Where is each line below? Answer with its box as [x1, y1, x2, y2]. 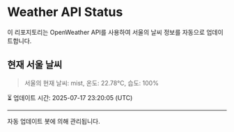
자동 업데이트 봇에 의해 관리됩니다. [7, 117, 100, 125]
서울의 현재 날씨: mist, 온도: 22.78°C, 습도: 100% [24, 79, 159, 87]
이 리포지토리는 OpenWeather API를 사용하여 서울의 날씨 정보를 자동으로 [7, 28, 205, 36]
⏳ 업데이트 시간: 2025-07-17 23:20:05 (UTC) [7, 93, 133, 101]
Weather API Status [7, 4, 123, 20]
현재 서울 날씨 [7, 59, 63, 71]
